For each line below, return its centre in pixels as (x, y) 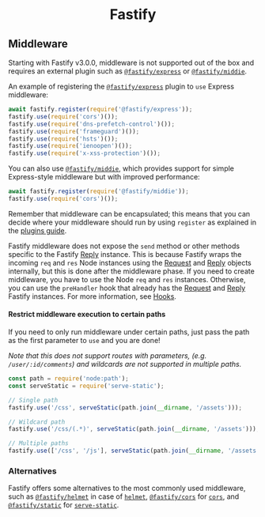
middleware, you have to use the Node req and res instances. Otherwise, (127, 279)
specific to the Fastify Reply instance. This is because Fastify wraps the (125, 254)
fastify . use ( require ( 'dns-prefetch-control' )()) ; (92, 124)
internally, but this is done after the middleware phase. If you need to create (131, 271)
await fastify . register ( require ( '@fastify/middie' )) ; (99, 191)
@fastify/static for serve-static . (64, 505)
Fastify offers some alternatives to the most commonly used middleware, (127, 489)
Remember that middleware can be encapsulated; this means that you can (129, 213)
